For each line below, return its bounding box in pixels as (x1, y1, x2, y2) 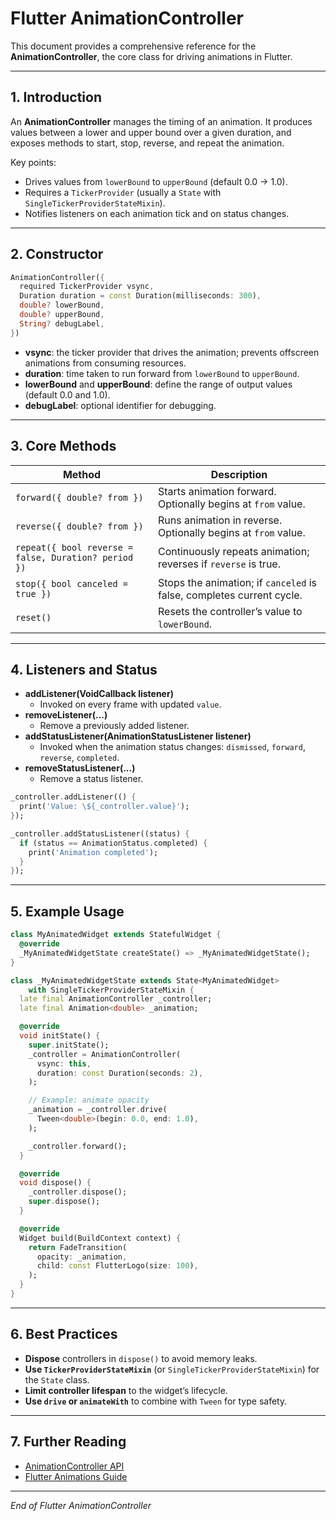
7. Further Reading (10, 1433, 127, 1451)
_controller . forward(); (28, 1141, 128, 1151)
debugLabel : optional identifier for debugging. (24, 399, 217, 411)
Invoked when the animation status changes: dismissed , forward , (39, 741, 306, 753)
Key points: (10, 156, 57, 168)
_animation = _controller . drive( (28, 1105, 168, 1115)
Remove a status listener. (39, 773, 144, 785)
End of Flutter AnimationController (10, 1499, 152, 1511)
